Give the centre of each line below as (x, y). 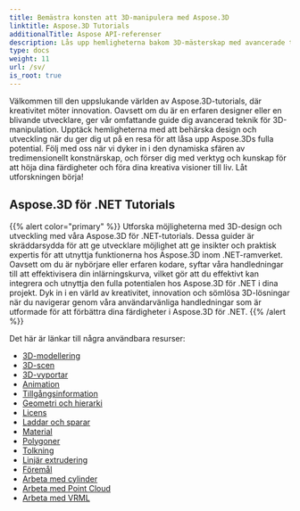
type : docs (29, 51)
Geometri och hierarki (62, 403)
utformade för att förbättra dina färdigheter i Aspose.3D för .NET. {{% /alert (147, 311)
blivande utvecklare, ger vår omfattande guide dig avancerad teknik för (140, 120)
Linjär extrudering (55, 459)
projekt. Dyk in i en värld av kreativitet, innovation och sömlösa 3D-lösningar (150, 293)
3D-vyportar (45, 375)
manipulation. (34, 129)
